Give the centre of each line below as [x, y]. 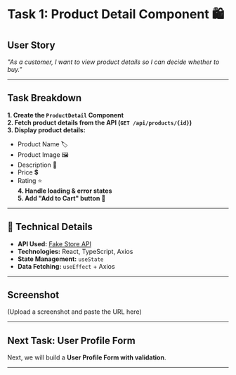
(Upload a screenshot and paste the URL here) [74, 312]
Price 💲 [28, 172]
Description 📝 [37, 165]
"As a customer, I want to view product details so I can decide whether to [113, 62]
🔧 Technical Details [50, 227]
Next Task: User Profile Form [71, 340]
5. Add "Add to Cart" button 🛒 [61, 198]
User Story [31, 45]
